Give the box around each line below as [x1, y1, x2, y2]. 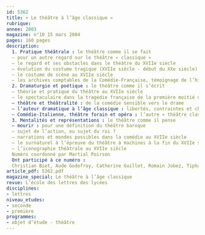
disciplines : [6, 185, 40, 192]
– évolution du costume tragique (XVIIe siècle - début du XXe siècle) [12, 65, 198, 72]
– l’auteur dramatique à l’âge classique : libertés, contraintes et [12, 105, 192, 112]
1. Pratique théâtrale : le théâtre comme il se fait [12, 49, 151, 55]
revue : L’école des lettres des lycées [6, 180, 108, 186]
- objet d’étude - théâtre [6, 220, 75, 226]
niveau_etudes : [6, 196, 45, 203]
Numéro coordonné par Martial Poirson [12, 151, 111, 157]
